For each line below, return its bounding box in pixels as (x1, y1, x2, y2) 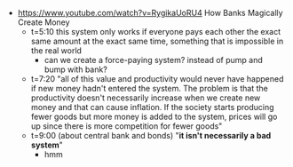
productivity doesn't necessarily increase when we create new (30, 92, 261, 103)
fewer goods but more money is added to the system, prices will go (30, 111, 278, 122)
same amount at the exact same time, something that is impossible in (30, 36, 284, 46)
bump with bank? (44, 64, 108, 75)
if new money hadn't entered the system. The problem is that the (30, 83, 268, 93)
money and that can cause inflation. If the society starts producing (30, 102, 274, 112)
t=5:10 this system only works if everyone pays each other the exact (30, 27, 281, 36)
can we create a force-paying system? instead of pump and (44, 55, 264, 65)
